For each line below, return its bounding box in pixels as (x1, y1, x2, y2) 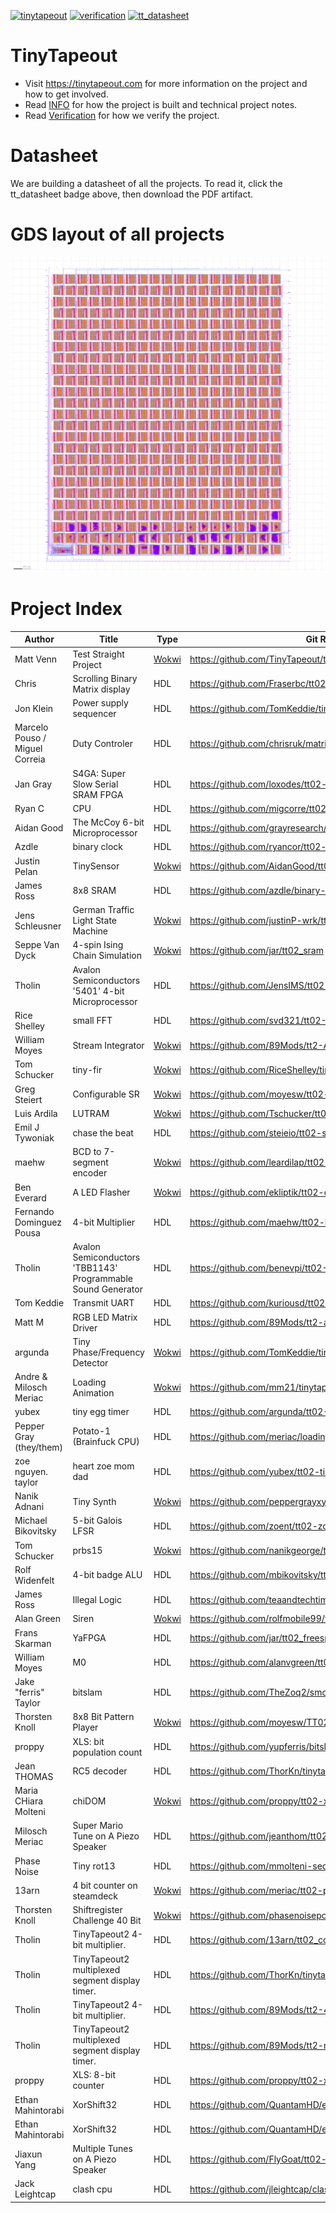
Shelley (14, 1020, 45, 1032)
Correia (14, 753, 46, 765)
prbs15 (72, 1545, 103, 1556)
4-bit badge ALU (72, 1569, 143, 1581)
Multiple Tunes (72, 2143, 133, 2154)
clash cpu (72, 2183, 113, 2195)
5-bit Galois (72, 1515, 123, 1527)
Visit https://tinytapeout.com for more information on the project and (24, 77, 308, 89)
